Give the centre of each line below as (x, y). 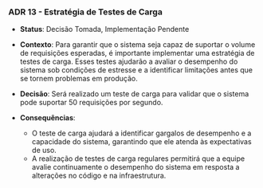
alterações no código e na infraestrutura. (99, 176)
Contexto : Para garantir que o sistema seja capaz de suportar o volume (137, 45)
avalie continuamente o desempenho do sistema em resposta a (135, 167)
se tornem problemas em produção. (79, 79)
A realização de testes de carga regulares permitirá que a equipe (138, 159)
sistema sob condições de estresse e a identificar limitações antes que (136, 70)
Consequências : (47, 118)
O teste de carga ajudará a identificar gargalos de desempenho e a (141, 133)
